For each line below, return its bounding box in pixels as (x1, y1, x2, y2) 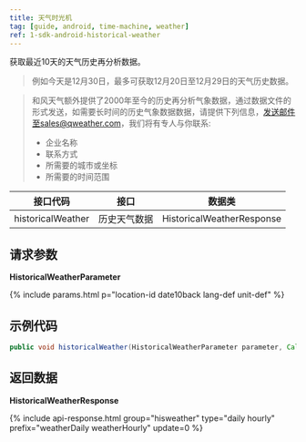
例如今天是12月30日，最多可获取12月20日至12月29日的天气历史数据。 (31, 76, 294, 87)
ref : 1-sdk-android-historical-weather (9, 30, 161, 39)
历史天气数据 (98, 213, 154, 226)
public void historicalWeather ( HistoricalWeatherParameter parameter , (9, 343, 283, 352)
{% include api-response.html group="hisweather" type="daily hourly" (9, 412, 276, 424)
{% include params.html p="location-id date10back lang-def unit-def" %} (9, 289, 285, 301)
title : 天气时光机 (9, 13, 73, 23)
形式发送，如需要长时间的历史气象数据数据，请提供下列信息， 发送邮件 (31, 107, 296, 118)
